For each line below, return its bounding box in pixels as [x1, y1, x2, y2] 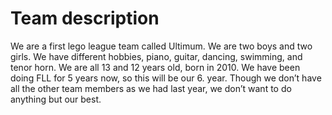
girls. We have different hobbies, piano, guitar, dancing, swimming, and [10, 50, 303, 62]
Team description [10, 7, 160, 30]
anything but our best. [10, 93, 102, 105]
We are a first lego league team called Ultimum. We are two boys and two [10, 40, 313, 52]
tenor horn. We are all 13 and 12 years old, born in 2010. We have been [10, 61, 301, 73]
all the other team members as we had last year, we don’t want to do [10, 82, 292, 94]
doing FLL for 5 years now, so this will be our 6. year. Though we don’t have [10, 72, 322, 84]
